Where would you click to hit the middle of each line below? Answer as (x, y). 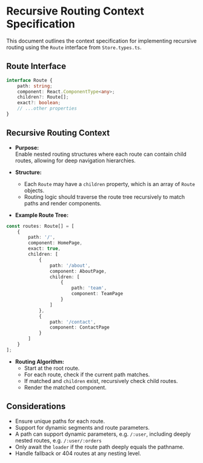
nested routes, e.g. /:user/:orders (58, 440)
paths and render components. (63, 203)
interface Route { (29, 80)
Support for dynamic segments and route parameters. (82, 427)
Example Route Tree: (42, 215)
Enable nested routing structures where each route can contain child (101, 154)
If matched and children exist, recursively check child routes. (101, 381)
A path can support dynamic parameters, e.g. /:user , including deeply (103, 434)
